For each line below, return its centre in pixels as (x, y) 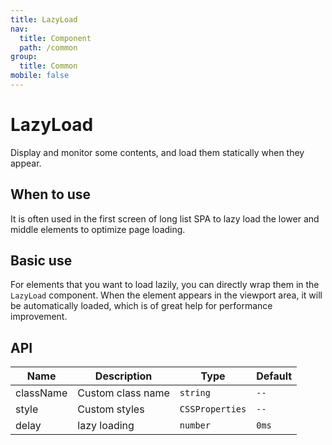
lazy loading (106, 426)
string (195, 393)
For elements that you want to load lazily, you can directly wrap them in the (165, 285)
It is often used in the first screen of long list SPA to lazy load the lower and (165, 218)
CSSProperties (213, 409)
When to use (51, 194)
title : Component (55, 38)
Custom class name (123, 393)
